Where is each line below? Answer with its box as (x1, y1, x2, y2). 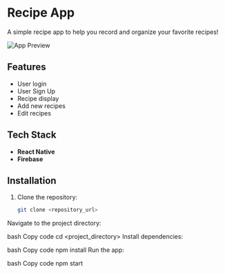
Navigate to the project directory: (7, 219, 101, 228)
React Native (17, 147, 55, 156)
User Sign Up (17, 86, 56, 95)
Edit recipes (17, 109, 52, 117)
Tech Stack (7, 129, 57, 141)
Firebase (17, 154, 43, 163)
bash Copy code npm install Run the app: (7, 246, 124, 254)
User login (17, 80, 47, 88)
